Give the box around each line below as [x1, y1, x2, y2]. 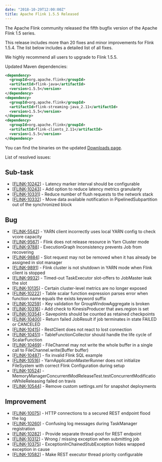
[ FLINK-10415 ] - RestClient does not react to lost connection [12, 327, 132, 332]
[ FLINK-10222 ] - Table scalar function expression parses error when [12, 291, 148, 297]
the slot [12, 280, 28, 286]
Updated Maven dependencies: [5, 64, 68, 69]
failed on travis [46, 378, 76, 384]
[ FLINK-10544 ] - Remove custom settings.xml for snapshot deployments [12, 383, 156, 389]
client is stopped [12, 270, 45, 276]
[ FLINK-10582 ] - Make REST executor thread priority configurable [12, 452, 143, 458]
